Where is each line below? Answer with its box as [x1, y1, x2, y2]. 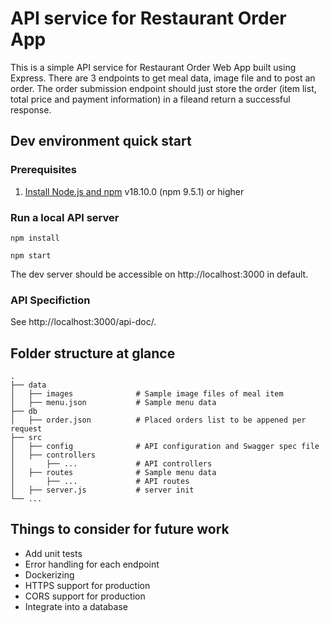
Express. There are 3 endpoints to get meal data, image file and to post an [10, 72, 316, 84]
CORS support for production [24, 590, 146, 602]
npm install [10, 233, 60, 243]
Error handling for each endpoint [24, 558, 160, 570]
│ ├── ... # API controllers [10, 459, 213, 469]
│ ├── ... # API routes [10, 477, 190, 487]
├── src [10, 433, 43, 443]
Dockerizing [24, 568, 75, 581]
